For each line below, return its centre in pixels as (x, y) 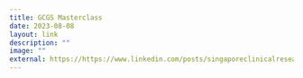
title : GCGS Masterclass (56, 17)
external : (28, 59)
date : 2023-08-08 (42, 26)
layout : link (34, 34)
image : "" (28, 51)
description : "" (40, 43)
